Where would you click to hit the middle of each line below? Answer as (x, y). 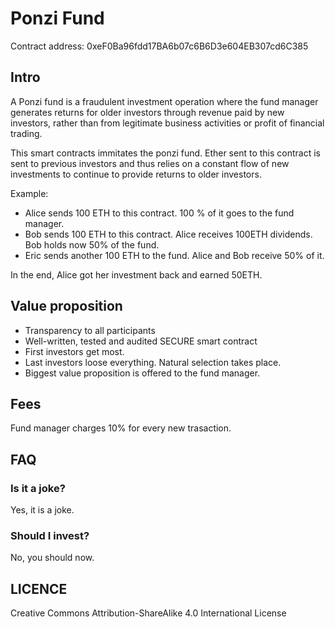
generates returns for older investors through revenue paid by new (147, 112)
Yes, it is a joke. (42, 510)
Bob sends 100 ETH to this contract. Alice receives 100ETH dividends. (168, 234)
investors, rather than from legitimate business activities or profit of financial (167, 123)
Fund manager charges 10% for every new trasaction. (121, 428)
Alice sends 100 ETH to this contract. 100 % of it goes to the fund (159, 213)
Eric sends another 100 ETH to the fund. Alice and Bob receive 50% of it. (174, 255)
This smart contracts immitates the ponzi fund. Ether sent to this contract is (165, 153)
